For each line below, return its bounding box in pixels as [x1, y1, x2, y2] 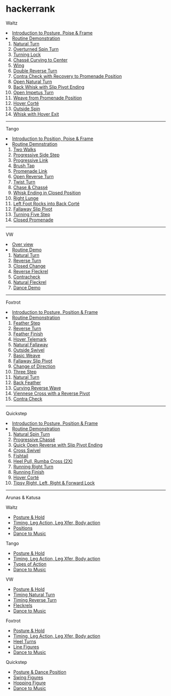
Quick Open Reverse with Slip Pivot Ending [13, 442, 103, 448]
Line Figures [13, 644, 40, 650]
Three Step [13, 368, 37, 374]
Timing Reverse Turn [13, 597, 57, 603]
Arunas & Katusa [6, 494, 41, 500]
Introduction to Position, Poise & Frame [12, 136, 93, 142]
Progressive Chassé [13, 436, 55, 442]
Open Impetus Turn [13, 89, 54, 95]
